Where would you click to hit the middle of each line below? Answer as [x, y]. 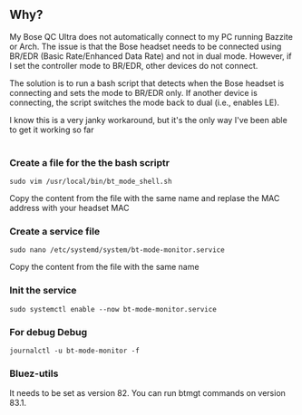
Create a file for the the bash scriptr [90, 162]
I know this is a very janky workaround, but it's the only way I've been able [148, 120]
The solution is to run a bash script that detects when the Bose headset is [147, 83]
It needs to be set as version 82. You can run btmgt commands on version [147, 393]
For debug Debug [49, 332]
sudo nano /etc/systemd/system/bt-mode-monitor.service [117, 250]
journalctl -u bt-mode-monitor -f [75, 351]
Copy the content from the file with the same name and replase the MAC [145, 198]
